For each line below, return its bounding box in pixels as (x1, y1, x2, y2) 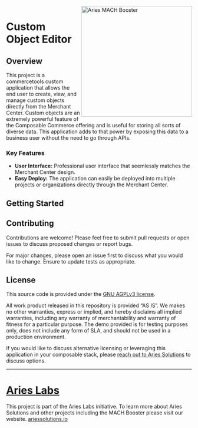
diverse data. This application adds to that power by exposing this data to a (6, 128, 189, 135)
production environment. (6, 333, 66, 341)
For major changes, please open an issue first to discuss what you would (6, 252, 183, 259)
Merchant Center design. (14, 169, 75, 176)
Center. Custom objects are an (6, 109, 80, 116)
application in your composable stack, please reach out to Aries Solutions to (6, 351, 191, 358)
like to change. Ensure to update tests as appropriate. (6, 258, 136, 265)
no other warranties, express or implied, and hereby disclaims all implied (6, 308, 182, 315)
